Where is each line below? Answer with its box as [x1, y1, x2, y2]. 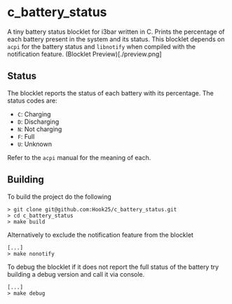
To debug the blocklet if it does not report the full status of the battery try [7, 263, 219, 271]
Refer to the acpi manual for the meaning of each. [7, 153, 151, 161]
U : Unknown [17, 140, 53, 148]
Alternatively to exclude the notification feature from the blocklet [7, 230, 194, 239]
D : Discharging [17, 117, 60, 126]
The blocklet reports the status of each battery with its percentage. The [7, 88, 214, 97]
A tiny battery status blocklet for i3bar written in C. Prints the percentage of [7, 27, 226, 36]
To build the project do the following [7, 192, 112, 201]
